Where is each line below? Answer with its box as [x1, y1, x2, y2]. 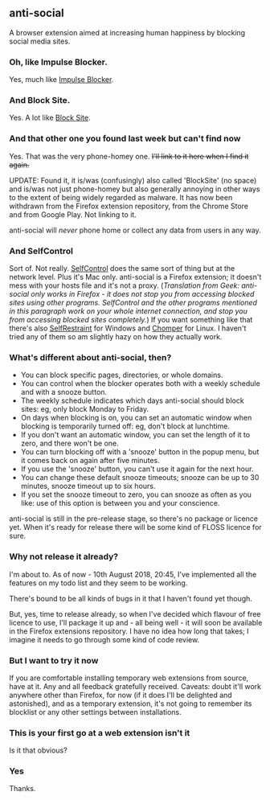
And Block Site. [9, 95, 71, 106]
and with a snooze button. [20, 388, 108, 397]
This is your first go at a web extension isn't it [9, 727, 190, 738]
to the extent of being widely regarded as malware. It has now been [9, 192, 233, 202]
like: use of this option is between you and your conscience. [20, 498, 220, 508]
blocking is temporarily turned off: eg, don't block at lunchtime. [20, 421, 230, 431]
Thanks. [9, 784, 36, 794]
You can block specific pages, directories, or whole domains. [20, 370, 223, 380]
